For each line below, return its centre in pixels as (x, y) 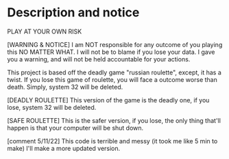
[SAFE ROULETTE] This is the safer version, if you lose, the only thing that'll (114, 120)
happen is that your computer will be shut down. (75, 128)
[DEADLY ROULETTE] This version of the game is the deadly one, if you (108, 100)
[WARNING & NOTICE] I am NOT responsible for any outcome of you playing (115, 44)
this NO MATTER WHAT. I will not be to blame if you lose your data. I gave (111, 52)
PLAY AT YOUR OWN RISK (45, 31)
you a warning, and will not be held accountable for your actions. (99, 59)
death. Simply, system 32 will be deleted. (65, 87)
